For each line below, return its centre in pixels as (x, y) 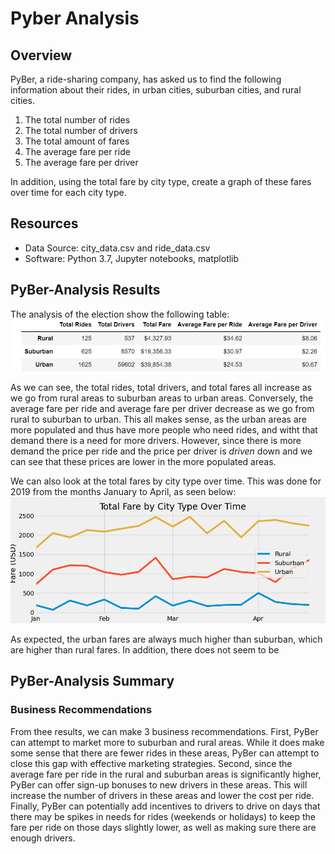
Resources (44, 223)
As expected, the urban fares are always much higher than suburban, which (166, 639)
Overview (41, 55)
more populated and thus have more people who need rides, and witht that (164, 430)
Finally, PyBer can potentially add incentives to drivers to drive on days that (165, 806)
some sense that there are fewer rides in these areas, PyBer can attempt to (165, 753)
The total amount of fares (77, 141)
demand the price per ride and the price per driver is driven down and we (161, 451)
